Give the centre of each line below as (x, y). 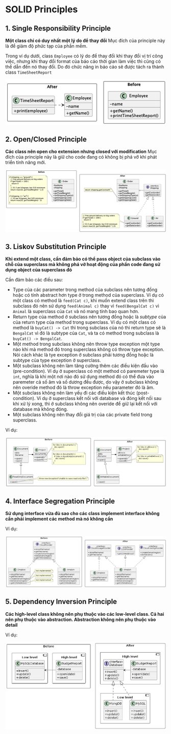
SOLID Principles (42, 9)
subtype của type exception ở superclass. (57, 360)
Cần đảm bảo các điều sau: (34, 280)
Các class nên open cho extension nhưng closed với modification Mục (81, 151)
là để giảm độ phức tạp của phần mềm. (46, 46)
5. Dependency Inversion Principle (61, 602)
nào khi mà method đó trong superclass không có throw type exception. (88, 349)
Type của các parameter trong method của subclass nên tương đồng (85, 290)
